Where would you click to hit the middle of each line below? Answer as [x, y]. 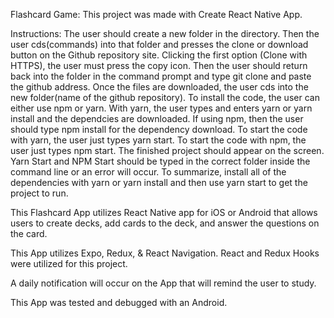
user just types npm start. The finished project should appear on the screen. [167, 150]
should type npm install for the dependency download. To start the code [159, 129]
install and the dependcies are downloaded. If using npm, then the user [157, 118]
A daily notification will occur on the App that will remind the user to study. [163, 283]
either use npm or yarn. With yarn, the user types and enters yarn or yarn [161, 108]
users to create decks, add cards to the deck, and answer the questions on [165, 223]
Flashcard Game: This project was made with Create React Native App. [156, 14]
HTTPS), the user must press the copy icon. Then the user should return [159, 65]
